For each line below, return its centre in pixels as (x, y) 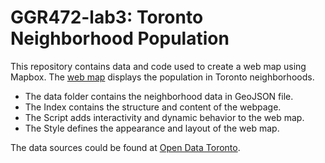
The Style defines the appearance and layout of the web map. (152, 128)
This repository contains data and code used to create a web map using (158, 66)
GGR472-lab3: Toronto (107, 17)
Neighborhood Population (120, 38)
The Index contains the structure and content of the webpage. (153, 107)
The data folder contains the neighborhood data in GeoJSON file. (159, 96)
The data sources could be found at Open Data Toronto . (125, 147)
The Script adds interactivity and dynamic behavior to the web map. (164, 117)
